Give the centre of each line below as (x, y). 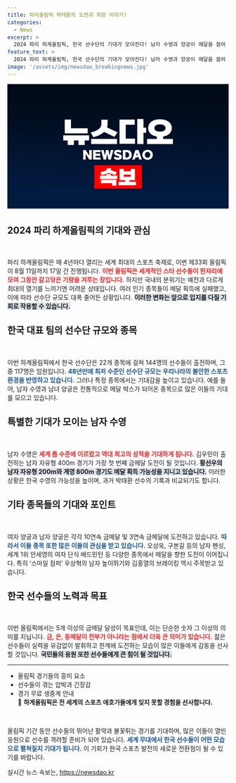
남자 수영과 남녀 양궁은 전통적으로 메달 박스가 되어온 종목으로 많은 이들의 (116, 389)
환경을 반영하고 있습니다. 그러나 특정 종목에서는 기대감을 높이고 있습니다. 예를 (113, 380)
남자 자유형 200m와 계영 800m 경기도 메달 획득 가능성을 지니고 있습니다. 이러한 (117, 471)
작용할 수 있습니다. (45, 306)
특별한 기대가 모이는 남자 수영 (67, 422)
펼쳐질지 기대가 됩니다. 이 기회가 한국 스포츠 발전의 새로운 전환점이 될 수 (118, 748)
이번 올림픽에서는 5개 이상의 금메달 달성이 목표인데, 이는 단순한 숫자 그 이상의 (113, 628)
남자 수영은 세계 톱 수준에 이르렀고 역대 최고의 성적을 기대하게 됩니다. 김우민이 (113, 453)
